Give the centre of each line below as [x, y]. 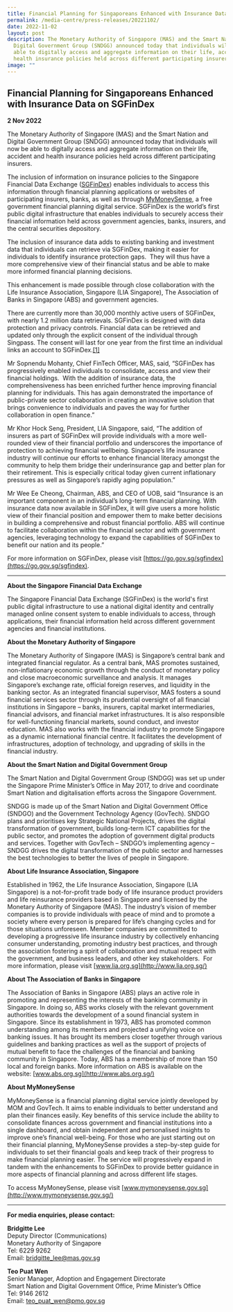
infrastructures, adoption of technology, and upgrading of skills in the [106, 744]
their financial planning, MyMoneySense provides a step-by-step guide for [114, 1145]
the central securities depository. [54, 229]
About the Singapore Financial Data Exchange [75, 586]
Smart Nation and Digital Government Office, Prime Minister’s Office [104, 1286]
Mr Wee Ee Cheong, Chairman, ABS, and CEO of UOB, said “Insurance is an [115, 494]
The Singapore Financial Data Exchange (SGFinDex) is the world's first [108, 599]
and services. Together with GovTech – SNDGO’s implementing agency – [111, 843]
